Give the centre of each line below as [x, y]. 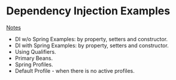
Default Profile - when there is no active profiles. [75, 70]
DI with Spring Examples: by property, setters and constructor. [92, 45]
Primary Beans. [34, 58]
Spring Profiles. [34, 64]
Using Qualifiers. [35, 51]
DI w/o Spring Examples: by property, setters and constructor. [91, 39]
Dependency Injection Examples [88, 11]
